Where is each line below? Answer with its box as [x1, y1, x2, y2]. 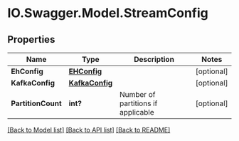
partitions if [119, 98, 158, 108]
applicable [119, 108, 154, 117]
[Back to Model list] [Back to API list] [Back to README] [7, 126, 171, 134]
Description [134, 55, 174, 64]
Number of [119, 90, 156, 99]
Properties [7, 33, 55, 46]
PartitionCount [11, 98, 62, 108]
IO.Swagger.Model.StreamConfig [7, 5, 208, 21]
